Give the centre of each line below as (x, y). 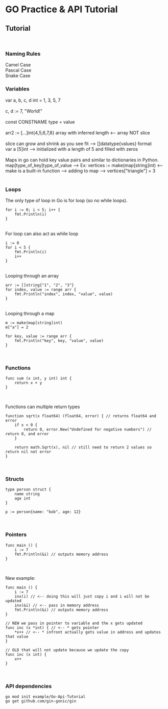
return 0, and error (27, 434)
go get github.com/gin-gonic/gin (41, 701)
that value (17, 636)
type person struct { (28, 490)
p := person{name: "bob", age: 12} (43, 512)
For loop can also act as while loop (42, 233)
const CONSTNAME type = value (40, 122)
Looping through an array (32, 276)
